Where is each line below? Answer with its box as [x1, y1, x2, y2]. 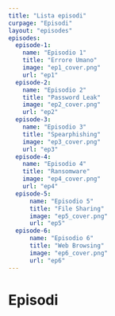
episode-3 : [15, 116, 52, 124]
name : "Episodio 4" [22, 160, 87, 168]
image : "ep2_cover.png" [22, 101, 102, 109]
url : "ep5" [29, 219, 66, 227]
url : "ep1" [22, 71, 59, 79]
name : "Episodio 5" [29, 197, 94, 205]
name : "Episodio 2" [22, 85, 87, 94]
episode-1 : [15, 41, 52, 49]
